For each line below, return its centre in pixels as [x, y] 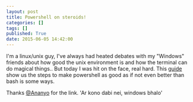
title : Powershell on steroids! [46, 17]
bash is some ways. [30, 81]
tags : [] [17, 28]
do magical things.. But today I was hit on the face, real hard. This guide [94, 68]
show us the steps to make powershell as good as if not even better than [95, 75]
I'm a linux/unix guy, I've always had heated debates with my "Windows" [95, 56]
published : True [26, 34]
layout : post [22, 12]
